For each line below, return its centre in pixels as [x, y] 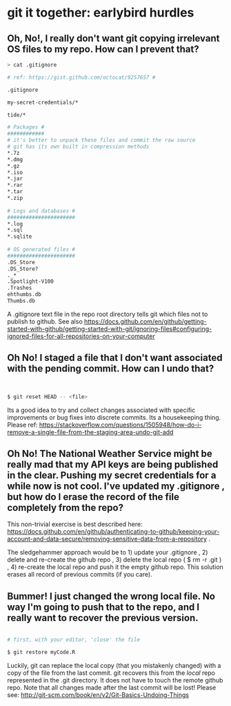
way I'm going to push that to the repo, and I [103, 607]
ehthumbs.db [24, 295]
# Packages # [26, 127]
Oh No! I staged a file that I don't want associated [115, 358]
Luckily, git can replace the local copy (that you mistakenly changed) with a [114, 665]
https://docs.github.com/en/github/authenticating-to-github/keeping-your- [113, 532]
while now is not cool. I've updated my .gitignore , [116, 486]
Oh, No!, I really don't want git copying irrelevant [113, 38]
